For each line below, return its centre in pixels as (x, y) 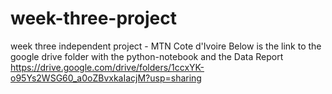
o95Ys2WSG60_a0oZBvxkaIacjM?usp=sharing (106, 78)
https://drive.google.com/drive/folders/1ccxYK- (107, 67)
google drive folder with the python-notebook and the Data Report (147, 56)
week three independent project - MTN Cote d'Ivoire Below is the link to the (166, 46)
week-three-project (93, 18)
